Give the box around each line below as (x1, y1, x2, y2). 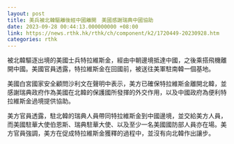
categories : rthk (7, 36, 58, 43)
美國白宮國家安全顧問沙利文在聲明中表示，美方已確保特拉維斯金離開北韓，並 (7, 79, 227, 88)
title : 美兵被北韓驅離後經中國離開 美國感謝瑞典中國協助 (7, 17, 154, 24)
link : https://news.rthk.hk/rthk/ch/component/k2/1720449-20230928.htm (7, 29, 219, 37)
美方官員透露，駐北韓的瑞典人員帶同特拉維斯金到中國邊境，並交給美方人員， (7, 112, 227, 120)
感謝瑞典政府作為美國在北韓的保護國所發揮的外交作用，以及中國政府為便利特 (7, 88, 227, 97)
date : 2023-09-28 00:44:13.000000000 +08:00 (7, 23, 139, 30)
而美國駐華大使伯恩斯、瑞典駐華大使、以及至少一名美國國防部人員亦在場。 (7, 120, 221, 129)
